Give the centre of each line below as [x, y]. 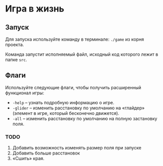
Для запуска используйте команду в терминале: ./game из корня [75, 39]
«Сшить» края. [28, 158]
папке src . [16, 60]
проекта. [15, 45]
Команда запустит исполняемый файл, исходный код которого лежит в [82, 54]
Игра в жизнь [35, 9]
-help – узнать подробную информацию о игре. [63, 102]
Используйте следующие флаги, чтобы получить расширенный [73, 87]
